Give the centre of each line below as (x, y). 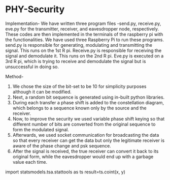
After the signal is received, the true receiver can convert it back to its (86, 151)
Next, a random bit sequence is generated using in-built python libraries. (89, 97)
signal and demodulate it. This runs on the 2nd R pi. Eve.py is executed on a (84, 56)
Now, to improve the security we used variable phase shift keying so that (89, 118)
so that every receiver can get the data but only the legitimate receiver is (89, 140)
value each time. (30, 162)
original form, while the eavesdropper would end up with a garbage (83, 157)
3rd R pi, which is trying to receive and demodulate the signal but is (76, 61)
